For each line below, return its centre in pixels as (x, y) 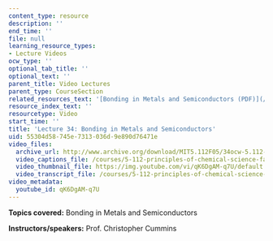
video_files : (30, 144)
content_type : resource (49, 16)
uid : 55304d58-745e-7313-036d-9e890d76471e (83, 136)
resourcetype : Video (43, 114)
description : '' (36, 24)
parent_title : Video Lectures (60, 84)
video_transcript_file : (56, 174)
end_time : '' (30, 31)
